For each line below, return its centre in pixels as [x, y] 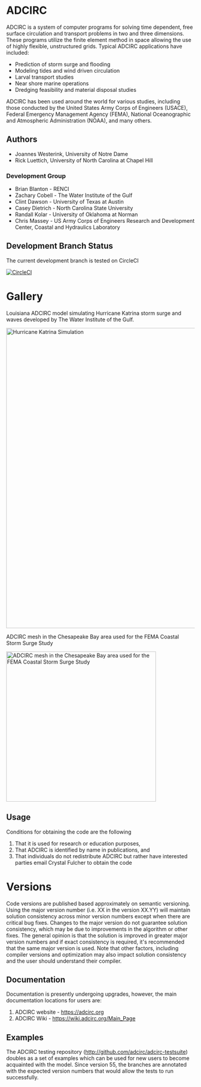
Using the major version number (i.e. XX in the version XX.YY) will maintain [98, 910]
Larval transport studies [44, 77]
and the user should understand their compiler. [64, 961]
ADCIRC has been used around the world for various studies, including [93, 101]
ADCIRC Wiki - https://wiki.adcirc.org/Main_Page [75, 1019]
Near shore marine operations [52, 83]
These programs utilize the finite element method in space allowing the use [99, 40]
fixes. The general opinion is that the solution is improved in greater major [97, 935]
